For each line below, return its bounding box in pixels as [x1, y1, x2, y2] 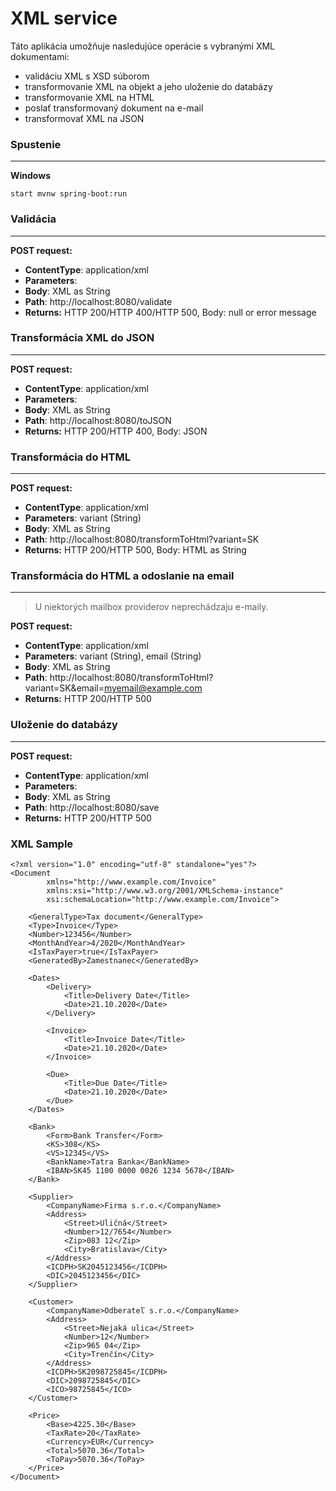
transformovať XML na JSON [24, 112, 145, 124]
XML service [10, 7, 118, 30]
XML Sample [10, 837, 74, 851]
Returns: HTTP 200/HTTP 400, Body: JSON [24, 425, 208, 437]
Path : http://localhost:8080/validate [24, 295, 173, 307]
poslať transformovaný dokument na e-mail [24, 102, 204, 114]
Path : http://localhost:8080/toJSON [24, 414, 172, 426]
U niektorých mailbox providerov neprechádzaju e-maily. [34, 601, 269, 613]
